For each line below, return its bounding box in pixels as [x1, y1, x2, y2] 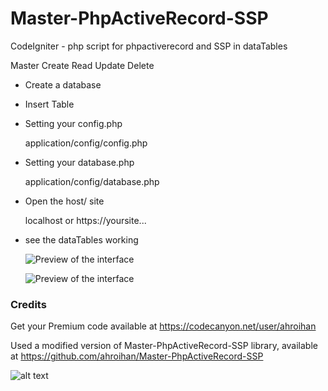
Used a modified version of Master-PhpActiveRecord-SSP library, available [10, 340, 318, 352]
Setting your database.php [24, 156, 135, 168]
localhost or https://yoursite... [24, 214, 147, 226]
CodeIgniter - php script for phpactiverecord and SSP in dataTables [10, 40, 288, 52]
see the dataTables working [24, 233, 139, 246]
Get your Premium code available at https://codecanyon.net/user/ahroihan [10, 320, 317, 332]
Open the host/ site [24, 195, 105, 207]
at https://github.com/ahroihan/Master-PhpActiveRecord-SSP [10, 350, 264, 362]
